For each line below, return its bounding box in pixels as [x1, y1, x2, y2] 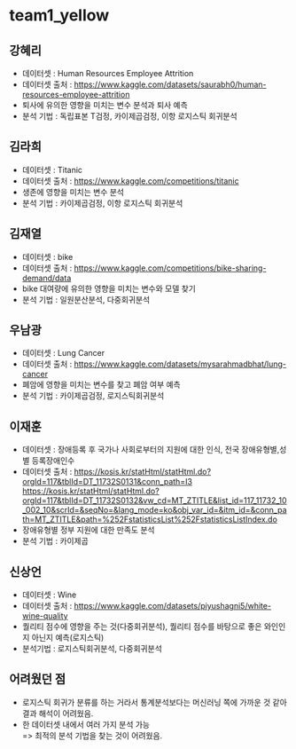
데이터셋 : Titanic [21, 164, 82, 175]
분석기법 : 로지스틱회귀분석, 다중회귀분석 [21, 643, 162, 654]
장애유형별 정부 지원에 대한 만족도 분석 [21, 524, 155, 535]
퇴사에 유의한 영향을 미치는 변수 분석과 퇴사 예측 [21, 99, 188, 110]
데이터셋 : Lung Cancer [21, 348, 105, 359]
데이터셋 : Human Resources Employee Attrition [21, 68, 194, 78]
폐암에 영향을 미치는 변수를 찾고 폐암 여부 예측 [21, 379, 181, 390]
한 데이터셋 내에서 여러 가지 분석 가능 [21, 719, 151, 729]
